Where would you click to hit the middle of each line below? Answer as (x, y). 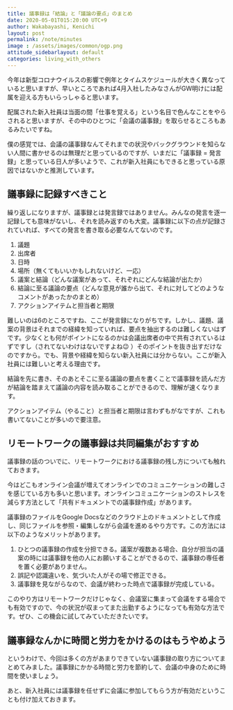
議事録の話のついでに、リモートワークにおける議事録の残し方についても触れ (116, 461)
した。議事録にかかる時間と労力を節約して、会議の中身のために (129, 667)
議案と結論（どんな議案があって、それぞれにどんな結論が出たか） (112, 279)
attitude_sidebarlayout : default (56, 53)
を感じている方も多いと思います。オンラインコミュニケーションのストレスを (116, 494)
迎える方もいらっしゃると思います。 (71, 97)
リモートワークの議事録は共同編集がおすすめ (103, 443)
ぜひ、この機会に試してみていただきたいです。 (85, 616)
